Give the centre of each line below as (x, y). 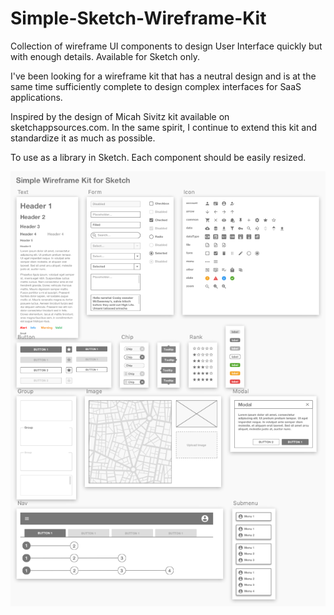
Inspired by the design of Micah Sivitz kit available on (120, 116)
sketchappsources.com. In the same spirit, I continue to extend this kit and (163, 127)
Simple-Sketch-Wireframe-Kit (138, 18)
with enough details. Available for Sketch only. (105, 56)
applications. (36, 97)
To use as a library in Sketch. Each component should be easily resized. (158, 157)
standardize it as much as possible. (83, 138)
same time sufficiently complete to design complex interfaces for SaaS (156, 86)
